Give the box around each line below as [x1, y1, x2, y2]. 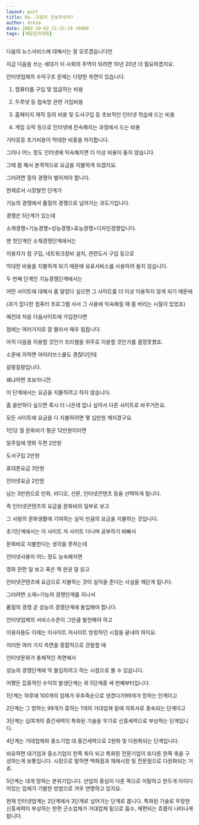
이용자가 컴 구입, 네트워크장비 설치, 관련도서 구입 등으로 [6, 250, 135, 257]
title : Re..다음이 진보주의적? [6, 14, 74, 20]
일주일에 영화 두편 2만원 [6, 439, 62, 446]
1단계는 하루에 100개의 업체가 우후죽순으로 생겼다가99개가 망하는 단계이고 [6, 692, 178, 699]
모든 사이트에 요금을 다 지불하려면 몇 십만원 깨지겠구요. [6, 414, 133, 421]
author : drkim [6, 20, 42, 26]
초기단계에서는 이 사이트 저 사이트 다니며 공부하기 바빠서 [6, 528, 137, 535]
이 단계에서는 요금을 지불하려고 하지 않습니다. [6, 389, 111, 396]
